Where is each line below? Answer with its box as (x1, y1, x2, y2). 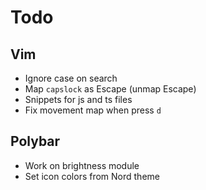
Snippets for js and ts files (24, 94, 133, 105)
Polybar (10, 133, 61, 150)
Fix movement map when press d (24, 104, 162, 116)
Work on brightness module (24, 159, 140, 171)
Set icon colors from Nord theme (24, 170, 160, 182)
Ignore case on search (24, 72, 118, 84)
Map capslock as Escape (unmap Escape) (24, 83, 197, 95)
